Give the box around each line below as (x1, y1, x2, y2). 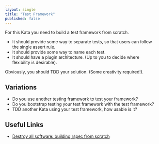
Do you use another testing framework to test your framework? (12, 96, 138, 102)
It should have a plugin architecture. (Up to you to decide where (12, 54, 140, 60)
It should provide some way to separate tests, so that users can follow (12, 39, 152, 45)
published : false (5, 16, 40, 21)
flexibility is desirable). (12, 59, 57, 66)
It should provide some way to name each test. (12, 49, 106, 55)
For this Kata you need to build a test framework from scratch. (5, 30, 129, 36)
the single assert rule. (12, 44, 56, 50)
